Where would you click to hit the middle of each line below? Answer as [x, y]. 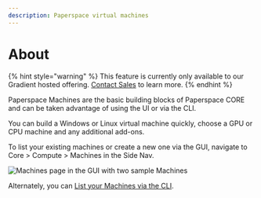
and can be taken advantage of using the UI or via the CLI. [102, 108]
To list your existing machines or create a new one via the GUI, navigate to [128, 147]
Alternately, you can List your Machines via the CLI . [91, 185]
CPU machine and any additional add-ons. [76, 131]
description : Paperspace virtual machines [78, 15]
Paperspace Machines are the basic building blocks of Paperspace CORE [127, 100]
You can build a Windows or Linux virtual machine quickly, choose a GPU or [130, 123]
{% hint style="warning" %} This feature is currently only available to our [126, 76]
